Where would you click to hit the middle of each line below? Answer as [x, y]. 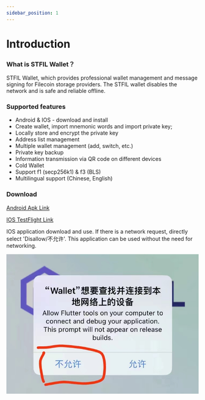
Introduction [38, 44]
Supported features [36, 107]
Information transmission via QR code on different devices [88, 159]
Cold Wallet [30, 166]
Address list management [47, 139]
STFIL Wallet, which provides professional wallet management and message [102, 78]
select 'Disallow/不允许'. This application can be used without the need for [100, 239]
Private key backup [39, 152]
